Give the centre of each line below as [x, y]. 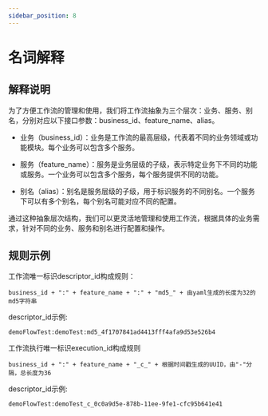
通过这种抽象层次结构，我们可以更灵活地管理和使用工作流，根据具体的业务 [130, 218]
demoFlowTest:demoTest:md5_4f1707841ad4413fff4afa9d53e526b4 [112, 332]
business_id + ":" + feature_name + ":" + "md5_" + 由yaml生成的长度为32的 [132, 293]
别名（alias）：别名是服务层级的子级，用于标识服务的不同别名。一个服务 [137, 191]
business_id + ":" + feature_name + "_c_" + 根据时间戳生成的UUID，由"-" [127, 365]
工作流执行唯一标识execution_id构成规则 [75, 348]
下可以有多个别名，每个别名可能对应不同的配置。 [100, 201]
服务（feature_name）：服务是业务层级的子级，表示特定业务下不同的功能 [138, 164]
